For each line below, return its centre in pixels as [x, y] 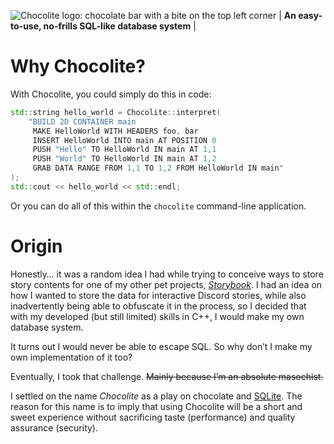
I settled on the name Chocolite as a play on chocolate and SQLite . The [156, 396]
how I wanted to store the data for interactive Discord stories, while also [158, 295]
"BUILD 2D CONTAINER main [82, 121]
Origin [36, 246]
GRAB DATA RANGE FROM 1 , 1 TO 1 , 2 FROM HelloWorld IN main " [158, 168]
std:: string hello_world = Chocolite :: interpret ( [116, 112]
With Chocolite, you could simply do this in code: [111, 94]
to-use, [26, 26]
